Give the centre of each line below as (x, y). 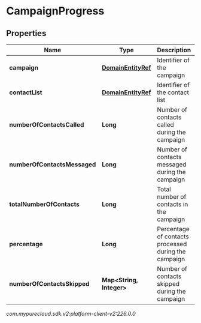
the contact (173, 92)
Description (174, 50)
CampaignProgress (55, 11)
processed (172, 244)
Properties (26, 33)
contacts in (173, 204)
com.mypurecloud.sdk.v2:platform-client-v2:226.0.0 (71, 314)
